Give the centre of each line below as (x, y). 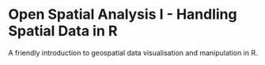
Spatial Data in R (63, 31)
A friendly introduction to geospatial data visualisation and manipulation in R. (133, 52)
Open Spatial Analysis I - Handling (123, 14)
